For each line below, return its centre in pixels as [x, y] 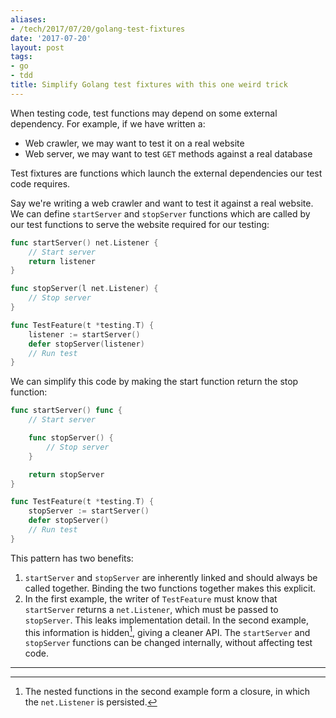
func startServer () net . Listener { [84, 242]
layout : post [37, 47]
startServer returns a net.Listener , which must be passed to [151, 609]
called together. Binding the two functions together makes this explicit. [170, 588]
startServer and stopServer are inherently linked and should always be [171, 577]
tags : [21, 57]
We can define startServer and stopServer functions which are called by [160, 213]
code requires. [40, 183]
